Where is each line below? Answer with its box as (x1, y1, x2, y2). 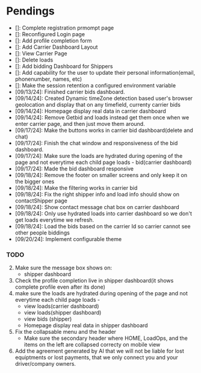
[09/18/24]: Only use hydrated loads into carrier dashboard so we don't (14, 210, 193, 217)
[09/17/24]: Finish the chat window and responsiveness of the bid (14, 139, 178, 146)
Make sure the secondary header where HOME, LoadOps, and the (23, 334, 188, 342)
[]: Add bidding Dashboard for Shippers (14, 62, 113, 70)
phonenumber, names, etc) (14, 75, 82, 83)
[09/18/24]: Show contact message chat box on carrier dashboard (14, 203, 179, 210)
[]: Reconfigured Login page (14, 30, 85, 37)
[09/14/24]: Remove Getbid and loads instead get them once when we (14, 113, 190, 121)
